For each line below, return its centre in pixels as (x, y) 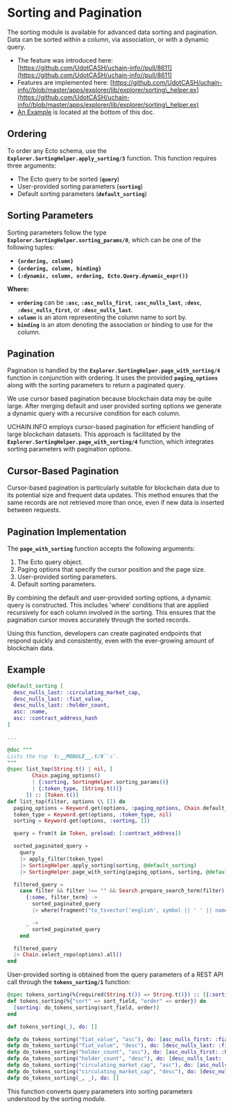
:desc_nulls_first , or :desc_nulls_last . (75, 309)
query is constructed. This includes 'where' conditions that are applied (108, 605)
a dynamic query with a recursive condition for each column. (94, 413)
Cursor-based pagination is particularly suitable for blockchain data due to (113, 488)
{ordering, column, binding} (59, 268)
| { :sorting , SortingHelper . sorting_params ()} (101, 782)
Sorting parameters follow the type (57, 232)
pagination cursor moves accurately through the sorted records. (99, 620)
